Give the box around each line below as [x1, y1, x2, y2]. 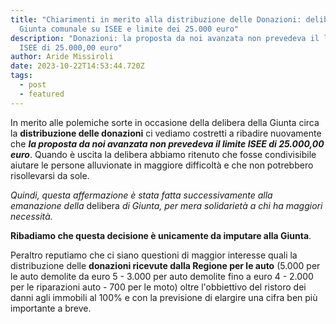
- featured [19, 89, 65, 99]
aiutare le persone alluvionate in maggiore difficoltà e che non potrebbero [10, 159, 314, 171]
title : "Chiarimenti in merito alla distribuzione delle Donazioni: [10, 14, 302, 25]
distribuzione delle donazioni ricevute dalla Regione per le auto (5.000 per [10, 259, 321, 271]
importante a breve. [10, 302, 92, 314]
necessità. [10, 210, 53, 222]
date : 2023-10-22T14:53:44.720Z [10, 61, 145, 71]
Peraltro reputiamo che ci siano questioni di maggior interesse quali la [10, 249, 298, 261]
